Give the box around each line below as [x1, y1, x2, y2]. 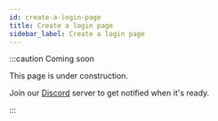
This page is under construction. [9, 71, 129, 81]
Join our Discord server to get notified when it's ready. [9, 87, 210, 98]
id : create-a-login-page [9, 12, 101, 22]
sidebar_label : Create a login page [9, 29, 145, 38]
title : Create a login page [9, 21, 114, 30]
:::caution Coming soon [9, 54, 95, 64]
